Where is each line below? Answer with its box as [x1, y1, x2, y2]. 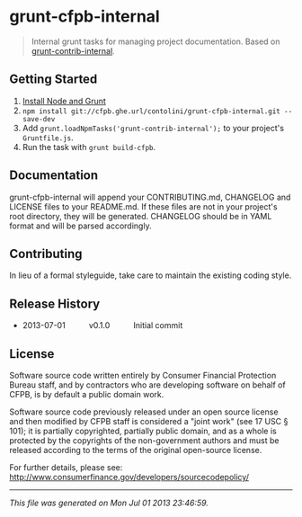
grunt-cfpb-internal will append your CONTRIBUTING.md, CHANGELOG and [9, 192, 291, 202]
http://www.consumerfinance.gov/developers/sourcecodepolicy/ [9, 472, 250, 482]
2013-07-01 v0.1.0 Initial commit [22, 320, 183, 331]
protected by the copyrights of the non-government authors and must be [9, 435, 280, 446]
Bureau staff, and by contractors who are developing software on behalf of [9, 379, 286, 390]
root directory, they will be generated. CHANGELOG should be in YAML [9, 210, 272, 221]
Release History [9, 296, 101, 311]
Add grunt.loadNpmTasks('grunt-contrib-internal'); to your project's [22, 122, 285, 133]
